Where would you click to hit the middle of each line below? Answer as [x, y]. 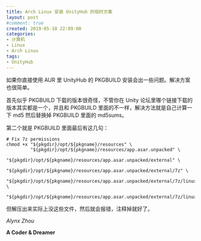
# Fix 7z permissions [33, 139]
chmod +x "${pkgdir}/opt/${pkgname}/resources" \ [69, 144]
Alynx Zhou [20, 221]
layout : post [22, 17]
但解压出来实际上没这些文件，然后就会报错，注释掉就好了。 [80, 209]
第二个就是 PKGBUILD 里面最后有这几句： [57, 128]
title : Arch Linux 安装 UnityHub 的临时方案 [59, 12]
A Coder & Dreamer [31, 232]
